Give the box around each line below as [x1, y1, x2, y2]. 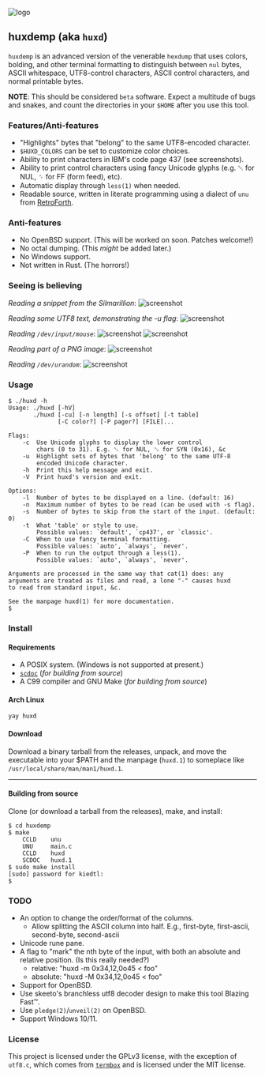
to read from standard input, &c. [8, 584, 122, 592]
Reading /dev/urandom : [8, 360, 82, 369]
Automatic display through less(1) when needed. [19, 181, 181, 190]
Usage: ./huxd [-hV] [8, 404, 77, 412]
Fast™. [19, 997, 41, 1007]
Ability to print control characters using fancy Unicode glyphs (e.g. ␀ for [19, 163, 255, 173]
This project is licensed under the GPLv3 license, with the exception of [8, 1052, 237, 1061]
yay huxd [8, 712, 37, 721]
